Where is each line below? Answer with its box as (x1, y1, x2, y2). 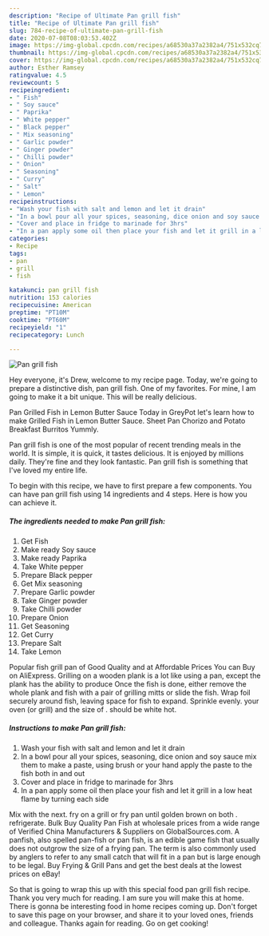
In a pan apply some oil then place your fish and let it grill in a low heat (20, 786, 252, 795)
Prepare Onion (20, 613, 69, 623)
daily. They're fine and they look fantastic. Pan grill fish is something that (9, 457, 248, 467)
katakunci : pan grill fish (9, 286, 99, 294)
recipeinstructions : (9, 197, 78, 205)
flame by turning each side (20, 795, 109, 804)
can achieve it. (9, 498, 57, 508)
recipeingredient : (9, 86, 70, 94)
